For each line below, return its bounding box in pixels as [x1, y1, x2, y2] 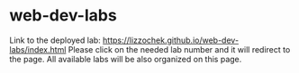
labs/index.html [9, 44, 67, 54]
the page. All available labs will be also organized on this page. [9, 53, 242, 64]
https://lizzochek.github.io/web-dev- [102, 35, 240, 45]
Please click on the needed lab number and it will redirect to [68, 44, 291, 54]
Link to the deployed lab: [9, 35, 101, 45]
